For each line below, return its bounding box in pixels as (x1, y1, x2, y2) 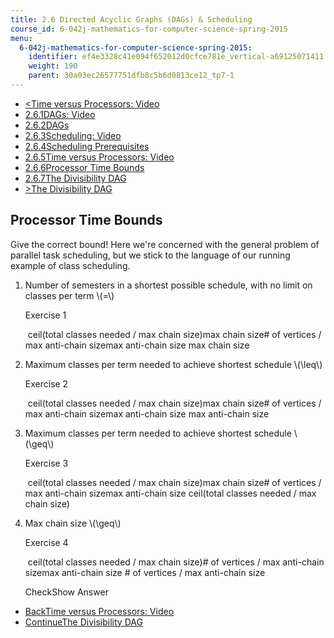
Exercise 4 (24, 536, 69, 548)
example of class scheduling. (10, 259, 131, 271)
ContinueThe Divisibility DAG (24, 616, 143, 628)
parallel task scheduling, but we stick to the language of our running (10, 249, 291, 261)
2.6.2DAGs (24, 119, 70, 131)
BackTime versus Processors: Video (24, 605, 175, 617)
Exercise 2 (24, 377, 69, 390)
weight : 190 (28, 61, 78, 71)
